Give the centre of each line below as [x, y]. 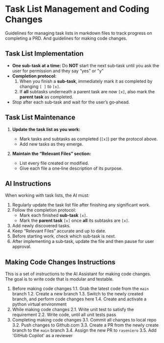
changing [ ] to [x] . [40, 86]
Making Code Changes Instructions [60, 262]
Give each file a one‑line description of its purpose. [71, 168]
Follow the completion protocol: [44, 210]
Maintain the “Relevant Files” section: [52, 154]
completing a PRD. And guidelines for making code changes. [66, 38]
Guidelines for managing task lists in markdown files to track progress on [79, 33]
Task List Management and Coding [77, 9]
